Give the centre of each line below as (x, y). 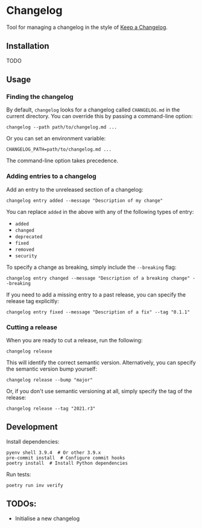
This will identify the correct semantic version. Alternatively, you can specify (101, 363)
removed (24, 250)
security (26, 256)
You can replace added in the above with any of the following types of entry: (100, 212)
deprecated (29, 237)
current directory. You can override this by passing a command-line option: (99, 116)
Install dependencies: (33, 441)
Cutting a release (32, 327)
